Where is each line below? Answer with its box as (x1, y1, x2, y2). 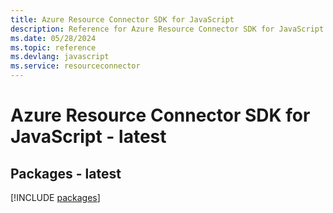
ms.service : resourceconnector (10, 61, 141, 71)
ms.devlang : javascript (10, 52, 110, 62)
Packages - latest (10, 165, 122, 182)
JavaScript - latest (10, 126, 167, 148)
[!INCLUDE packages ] (10, 192, 101, 203)
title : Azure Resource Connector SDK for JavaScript (10, 14, 235, 25)
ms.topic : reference (10, 42, 97, 53)
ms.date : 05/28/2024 (10, 33, 97, 43)
